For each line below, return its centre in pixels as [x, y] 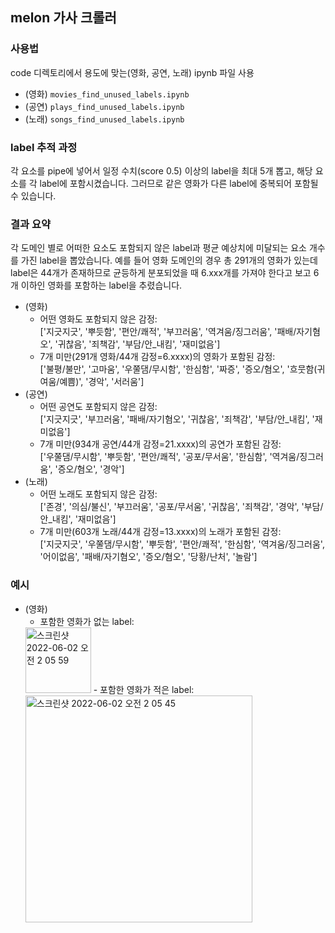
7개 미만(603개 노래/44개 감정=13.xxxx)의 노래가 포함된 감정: [160, 532]
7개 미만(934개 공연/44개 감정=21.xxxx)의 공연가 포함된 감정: [160, 444]
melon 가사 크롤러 [63, 18]
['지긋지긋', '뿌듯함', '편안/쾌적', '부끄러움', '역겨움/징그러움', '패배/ [168, 332]
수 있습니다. [33, 195]
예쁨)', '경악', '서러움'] [102, 382]
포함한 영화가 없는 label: [87, 621]
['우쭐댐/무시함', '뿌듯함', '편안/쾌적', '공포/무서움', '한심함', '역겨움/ [169, 457]
